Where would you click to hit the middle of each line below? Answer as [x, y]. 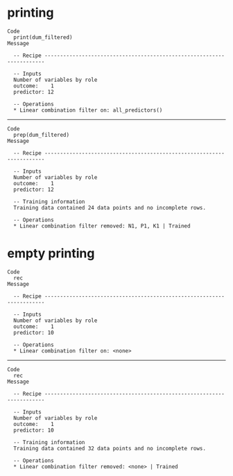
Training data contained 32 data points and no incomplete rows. [110, 448]
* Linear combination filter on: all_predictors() [88, 110]
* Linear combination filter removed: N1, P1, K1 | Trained [102, 226]
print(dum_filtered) [43, 37]
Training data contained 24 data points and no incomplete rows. [110, 207]
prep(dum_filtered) [42, 135]
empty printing [51, 254]
